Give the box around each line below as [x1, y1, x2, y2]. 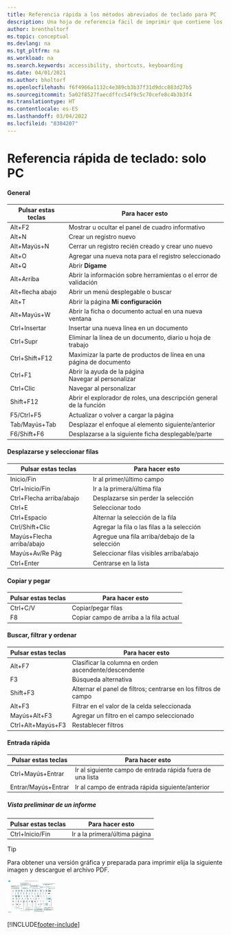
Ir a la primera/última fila [92, 484, 162, 493]
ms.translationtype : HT [7, 99, 76, 105]
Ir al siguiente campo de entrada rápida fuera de [74, 766, 211, 774]
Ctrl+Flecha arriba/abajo [10, 494, 80, 502]
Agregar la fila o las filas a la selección [92, 522, 201, 531]
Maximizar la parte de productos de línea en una [68, 350, 205, 358]
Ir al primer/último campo [92, 475, 164, 483]
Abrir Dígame [68, 261, 107, 269]
